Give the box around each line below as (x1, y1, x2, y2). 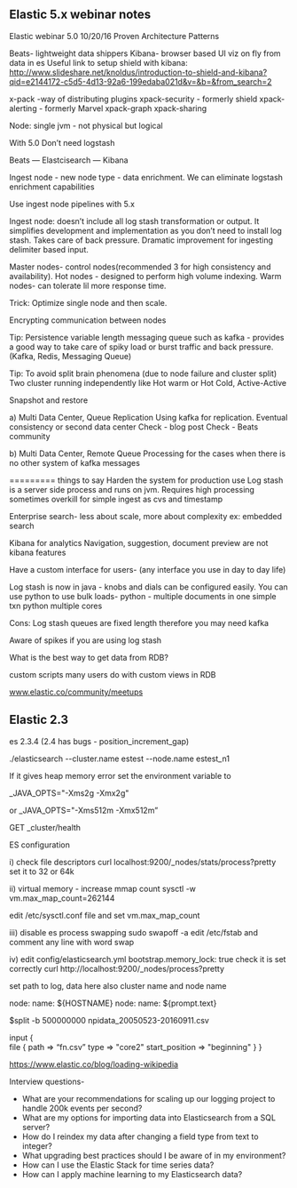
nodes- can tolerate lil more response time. (9, 280, 167, 291)
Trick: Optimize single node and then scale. (9, 297, 168, 308)
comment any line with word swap (9, 936, 135, 947)
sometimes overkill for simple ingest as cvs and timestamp (9, 494, 223, 504)
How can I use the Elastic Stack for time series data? (21, 1160, 215, 1170)
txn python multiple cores (9, 600, 103, 611)
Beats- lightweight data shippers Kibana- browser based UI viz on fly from (9, 48, 281, 59)
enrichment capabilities (9, 181, 95, 192)
